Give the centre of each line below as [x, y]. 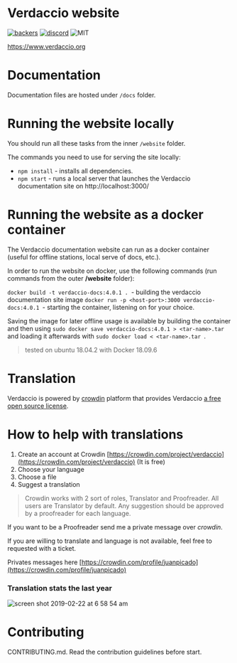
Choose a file [37, 477]
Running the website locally [91, 124]
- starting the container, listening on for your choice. [118, 307]
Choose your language [51, 469]
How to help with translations [95, 434]
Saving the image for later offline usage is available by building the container [119, 320]
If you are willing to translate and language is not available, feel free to [110, 541]
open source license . [38, 406]
